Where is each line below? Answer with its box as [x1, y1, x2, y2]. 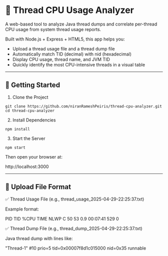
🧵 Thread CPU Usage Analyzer [5, 4, 134, 16]
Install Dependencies [12, 117, 56, 123]
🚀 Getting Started [5, 81, 60, 89]
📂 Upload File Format [5, 182, 71, 191]
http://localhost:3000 [5, 163, 49, 169]
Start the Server [12, 135, 45, 141]
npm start [5, 145, 26, 150]
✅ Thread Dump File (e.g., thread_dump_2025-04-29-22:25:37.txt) [5, 225, 142, 231]
